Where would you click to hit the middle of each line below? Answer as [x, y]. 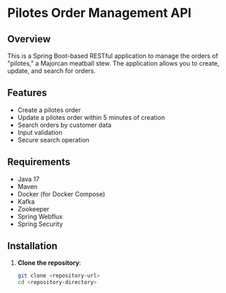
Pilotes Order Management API [99, 13]
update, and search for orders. [52, 71]
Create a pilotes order [49, 110]
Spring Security [40, 224]
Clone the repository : [49, 263]
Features [27, 93]
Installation [32, 246]
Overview [29, 39]
